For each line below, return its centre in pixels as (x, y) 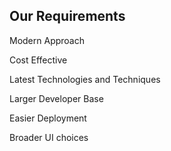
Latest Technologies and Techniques (85, 79)
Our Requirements (67, 16)
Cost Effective (38, 60)
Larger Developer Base (56, 98)
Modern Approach (47, 40)
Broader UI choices (49, 137)
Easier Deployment (48, 118)
